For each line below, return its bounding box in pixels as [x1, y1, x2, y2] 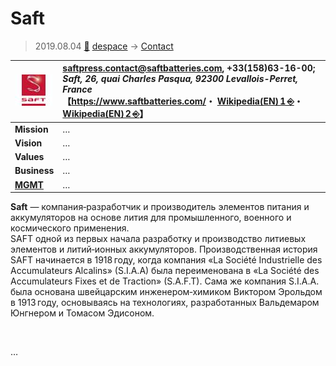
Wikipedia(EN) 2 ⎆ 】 [62, 108, 149, 120]
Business [14, 165, 55, 177]
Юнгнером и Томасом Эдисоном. [10, 307, 155, 319]
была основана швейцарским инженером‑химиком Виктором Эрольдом [10, 286, 323, 298]
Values [14, 151, 45, 163]
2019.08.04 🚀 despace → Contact [34, 40, 174, 52]
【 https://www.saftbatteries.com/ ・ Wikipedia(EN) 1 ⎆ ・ [62, 95, 303, 107]
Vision [14, 137, 43, 149]
